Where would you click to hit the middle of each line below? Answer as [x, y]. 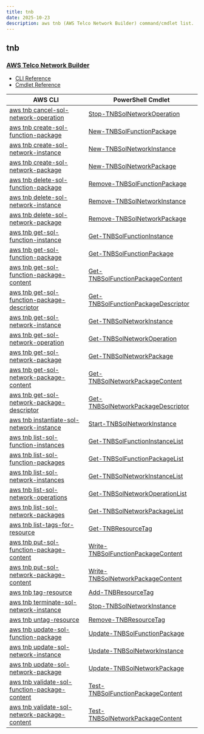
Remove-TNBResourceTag [127, 620]
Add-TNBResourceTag [121, 592]
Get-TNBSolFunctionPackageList [136, 459]
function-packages [37, 462]
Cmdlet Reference [38, 85]
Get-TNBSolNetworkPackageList [136, 511]
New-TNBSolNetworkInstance [132, 149]
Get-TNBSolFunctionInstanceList [136, 441]
